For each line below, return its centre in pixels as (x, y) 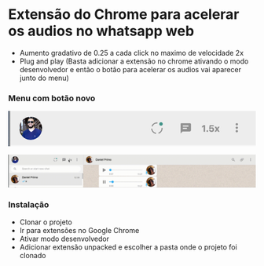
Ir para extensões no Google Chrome (79, 230)
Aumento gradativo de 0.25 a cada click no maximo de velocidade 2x (132, 53)
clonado (33, 255)
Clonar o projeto (46, 222)
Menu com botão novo (52, 98)
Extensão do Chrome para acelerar (124, 15)
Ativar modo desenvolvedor (64, 239)
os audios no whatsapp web (101, 31)
